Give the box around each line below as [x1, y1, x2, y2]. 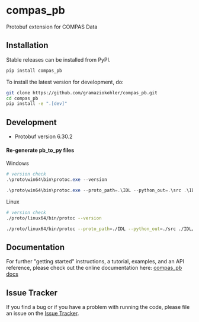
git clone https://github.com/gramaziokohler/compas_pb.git [6, 90, 158, 95]
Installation [6, 40, 49, 50]
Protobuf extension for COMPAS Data [6, 23, 98, 30]
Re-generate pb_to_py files [6, 146, 75, 154]
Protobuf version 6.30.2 [14, 133, 73, 140]
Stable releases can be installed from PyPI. [6, 56, 111, 63]
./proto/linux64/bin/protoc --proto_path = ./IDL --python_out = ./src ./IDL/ [6, 226, 195, 232]
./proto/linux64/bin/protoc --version [6, 215, 102, 221]
